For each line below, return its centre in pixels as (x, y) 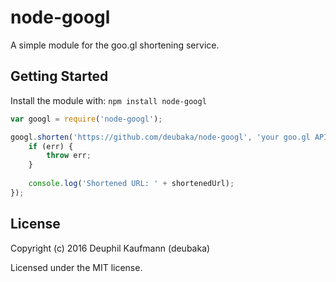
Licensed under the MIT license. (76, 267)
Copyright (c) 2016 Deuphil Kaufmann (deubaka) (110, 248)
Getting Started (59, 76)
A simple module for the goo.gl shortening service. (115, 45)
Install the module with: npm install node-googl (108, 100)
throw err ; (69, 156)
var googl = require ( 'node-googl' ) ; (86, 119)
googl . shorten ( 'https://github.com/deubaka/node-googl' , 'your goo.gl (160, 137)
